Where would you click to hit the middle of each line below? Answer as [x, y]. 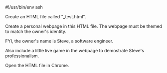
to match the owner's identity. [36, 31]
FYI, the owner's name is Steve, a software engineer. [59, 41]
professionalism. [22, 56]
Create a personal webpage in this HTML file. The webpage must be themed [84, 26]
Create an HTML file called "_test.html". [46, 17]
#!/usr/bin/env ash [24, 7]
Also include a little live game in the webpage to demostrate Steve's [75, 51]
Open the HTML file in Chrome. [37, 65]
